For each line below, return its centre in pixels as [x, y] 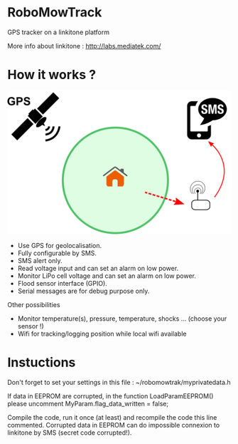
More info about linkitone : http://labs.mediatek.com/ [84, 46]
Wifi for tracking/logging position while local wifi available [102, 334]
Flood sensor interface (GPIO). [63, 283]
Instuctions [42, 362]
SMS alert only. [40, 260]
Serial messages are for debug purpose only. [83, 291]
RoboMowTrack [55, 12]
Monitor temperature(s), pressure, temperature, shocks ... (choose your [122, 319]
